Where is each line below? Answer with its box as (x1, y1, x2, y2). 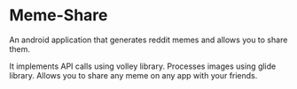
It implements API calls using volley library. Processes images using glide (9, 61, 277, 71)
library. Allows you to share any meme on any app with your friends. (9, 70, 258, 80)
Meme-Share (9, 5, 108, 26)
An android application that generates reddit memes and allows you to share (9, 34, 288, 45)
